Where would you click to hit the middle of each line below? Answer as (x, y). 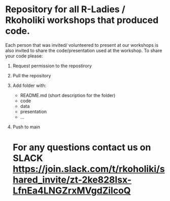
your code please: (24, 56)
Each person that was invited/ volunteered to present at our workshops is (82, 45)
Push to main (26, 127)
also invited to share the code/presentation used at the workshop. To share (84, 50)
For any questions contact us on (82, 147)
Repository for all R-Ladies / (65, 9)
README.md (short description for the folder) (68, 95)
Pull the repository (32, 75)
